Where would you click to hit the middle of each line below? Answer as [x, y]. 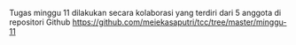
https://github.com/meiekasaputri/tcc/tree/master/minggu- [179, 22]
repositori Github [40, 22]
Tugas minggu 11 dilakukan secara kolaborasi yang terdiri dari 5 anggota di [145, 13]
